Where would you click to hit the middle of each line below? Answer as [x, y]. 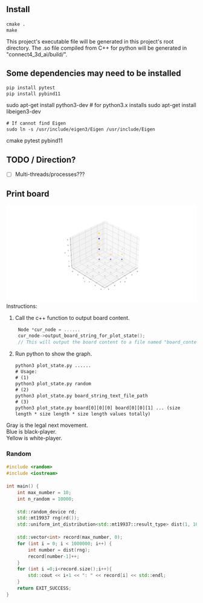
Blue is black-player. [31, 432]
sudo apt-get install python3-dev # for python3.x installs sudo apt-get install [101, 105]
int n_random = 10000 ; [46, 499]
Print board [28, 194]
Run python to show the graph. [53, 354]
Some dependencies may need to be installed [94, 73]
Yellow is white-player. [34, 438]
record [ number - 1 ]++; [54, 556]
